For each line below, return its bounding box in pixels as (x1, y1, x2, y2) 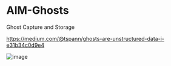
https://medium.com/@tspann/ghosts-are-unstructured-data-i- (6, 35, 165, 42)
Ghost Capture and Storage (6, 23, 75, 31)
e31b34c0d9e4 (6, 41, 45, 49)
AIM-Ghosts (6, 4, 69, 17)
